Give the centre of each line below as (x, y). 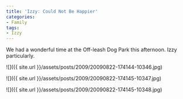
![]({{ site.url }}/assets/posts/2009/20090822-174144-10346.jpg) (84, 67)
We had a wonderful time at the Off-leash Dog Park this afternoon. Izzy (91, 49)
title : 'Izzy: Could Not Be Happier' (52, 11)
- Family (17, 22)
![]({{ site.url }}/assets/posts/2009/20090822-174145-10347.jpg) (84, 79)
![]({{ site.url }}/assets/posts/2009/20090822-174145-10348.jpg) (84, 90)
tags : (13, 28)
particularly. (20, 56)
